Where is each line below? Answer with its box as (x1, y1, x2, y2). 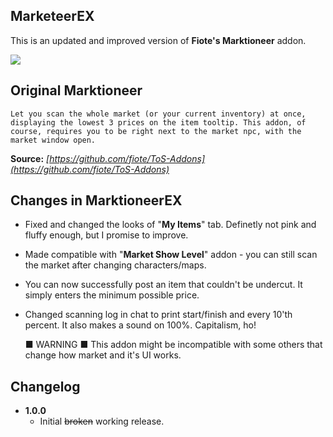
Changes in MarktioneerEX (10, 192, 183, 209)
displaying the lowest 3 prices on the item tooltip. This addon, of (10, 117, 307, 128)
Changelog (10, 378, 81, 395)
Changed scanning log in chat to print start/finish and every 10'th (24, 309, 293, 321)
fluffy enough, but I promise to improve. (24, 229, 189, 241)
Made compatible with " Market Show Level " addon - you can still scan (24, 249, 318, 261)
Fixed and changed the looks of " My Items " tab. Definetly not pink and (24, 219, 317, 231)
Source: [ (10, 152, 50, 164)
